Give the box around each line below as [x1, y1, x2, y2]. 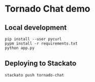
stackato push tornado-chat [5, 72, 65, 77]
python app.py [5, 46, 35, 51]
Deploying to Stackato [5, 59, 77, 68]
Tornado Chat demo [5, 3, 90, 15]
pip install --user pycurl [5, 36, 62, 42]
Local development [5, 23, 67, 32]
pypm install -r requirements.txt [5, 41, 78, 46]
